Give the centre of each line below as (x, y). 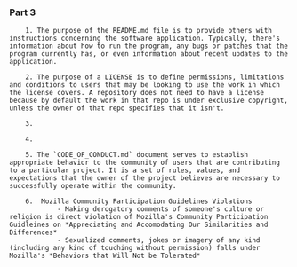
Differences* (33, 232)
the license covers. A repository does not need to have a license (137, 93)
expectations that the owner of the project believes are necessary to (144, 178)
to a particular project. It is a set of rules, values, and (125, 170)
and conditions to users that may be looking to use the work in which (144, 85)
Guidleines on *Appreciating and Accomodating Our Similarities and (139, 225)
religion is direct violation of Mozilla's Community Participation (139, 217)
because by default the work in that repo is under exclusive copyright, (149, 101)
